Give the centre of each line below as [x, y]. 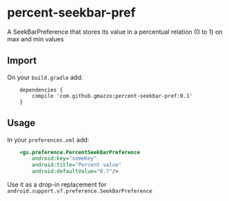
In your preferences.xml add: [48, 140]
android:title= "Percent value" [77, 165]
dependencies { [41, 90]
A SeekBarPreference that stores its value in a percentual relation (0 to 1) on [115, 32]
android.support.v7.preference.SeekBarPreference [80, 191]
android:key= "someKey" [64, 159]
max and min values [36, 39]
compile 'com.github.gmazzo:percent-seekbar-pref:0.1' [112, 96]
